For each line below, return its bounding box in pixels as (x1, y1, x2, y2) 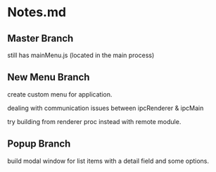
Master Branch (7, 32, 74, 44)
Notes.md (7, 4, 67, 20)
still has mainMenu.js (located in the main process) (7, 51, 155, 59)
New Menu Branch (7, 71, 90, 83)
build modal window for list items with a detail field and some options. (7, 156, 210, 165)
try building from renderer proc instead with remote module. (7, 117, 182, 125)
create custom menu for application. (7, 90, 113, 99)
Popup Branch (7, 138, 71, 150)
